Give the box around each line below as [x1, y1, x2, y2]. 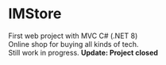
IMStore [8, 5, 62, 23]
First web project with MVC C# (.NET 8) [8, 31, 138, 40]
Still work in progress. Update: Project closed [8, 48, 159, 57]
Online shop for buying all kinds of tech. [8, 39, 139, 48]
